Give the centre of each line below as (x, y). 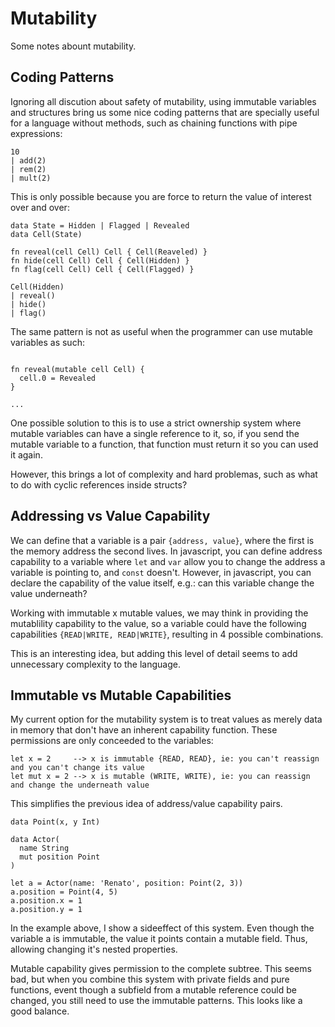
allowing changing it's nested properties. (94, 949)
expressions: (36, 133)
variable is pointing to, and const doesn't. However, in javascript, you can (161, 572)
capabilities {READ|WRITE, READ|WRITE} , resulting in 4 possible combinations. (167, 634)
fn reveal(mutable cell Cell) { (77, 369)
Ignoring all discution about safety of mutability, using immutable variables (163, 101)
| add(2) (28, 160)
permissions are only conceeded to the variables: (112, 741)
